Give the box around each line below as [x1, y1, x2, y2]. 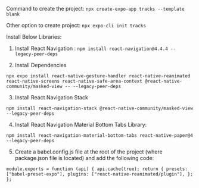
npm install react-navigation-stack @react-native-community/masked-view [6, 105, 194, 111]
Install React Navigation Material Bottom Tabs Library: [14, 121, 147, 128]
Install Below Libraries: [6, 33, 62, 40]
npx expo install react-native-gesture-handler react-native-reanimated [6, 73, 191, 79]
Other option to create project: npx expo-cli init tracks [6, 22, 146, 29]
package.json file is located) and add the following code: [14, 155, 154, 161]
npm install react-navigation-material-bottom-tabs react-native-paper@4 [6, 133, 194, 139]
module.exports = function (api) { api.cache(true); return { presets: [6, 166, 188, 172]
